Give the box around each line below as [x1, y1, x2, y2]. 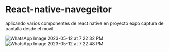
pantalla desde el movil [5, 25, 54, 31]
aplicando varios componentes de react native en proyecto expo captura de [5, 20, 164, 26]
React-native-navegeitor [5, 4, 112, 15]
